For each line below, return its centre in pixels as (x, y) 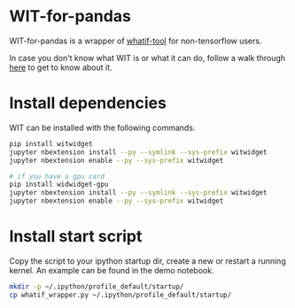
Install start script (76, 237)
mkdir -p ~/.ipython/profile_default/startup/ (97, 286)
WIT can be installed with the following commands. (102, 127)
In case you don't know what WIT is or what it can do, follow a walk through (147, 58)
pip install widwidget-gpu (59, 185)
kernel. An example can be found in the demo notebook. (112, 270)
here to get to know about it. (61, 67)
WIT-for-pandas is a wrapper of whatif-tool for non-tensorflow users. (136, 41)
